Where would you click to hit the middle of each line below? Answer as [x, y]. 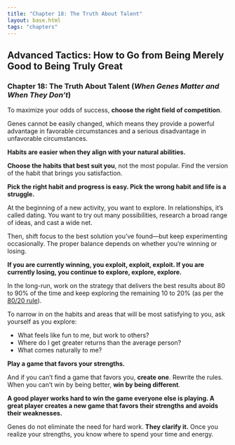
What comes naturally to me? [60, 350]
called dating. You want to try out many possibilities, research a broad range [117, 215]
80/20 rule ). [25, 301]
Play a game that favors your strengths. [66, 364]
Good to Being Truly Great [65, 66]
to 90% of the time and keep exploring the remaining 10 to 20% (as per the [115, 293]
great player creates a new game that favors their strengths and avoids [113, 406]
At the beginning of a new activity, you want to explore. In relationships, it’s [115, 208]
